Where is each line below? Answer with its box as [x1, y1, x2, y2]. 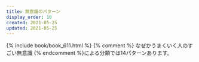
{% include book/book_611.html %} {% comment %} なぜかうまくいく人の [6, 42, 188, 49]
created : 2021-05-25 [6, 19, 58, 25]
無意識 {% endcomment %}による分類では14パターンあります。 [16, 50, 173, 57]
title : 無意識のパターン [6, 8, 61, 15]
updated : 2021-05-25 [6, 25, 58, 31]
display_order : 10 [6, 14, 52, 20]
